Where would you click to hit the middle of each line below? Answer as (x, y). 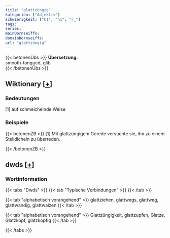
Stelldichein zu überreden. (33, 139)
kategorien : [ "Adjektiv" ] (32, 15)
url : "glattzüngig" (26, 43)
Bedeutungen (22, 98)
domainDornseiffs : (25, 38)
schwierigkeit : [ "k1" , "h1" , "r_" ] (43, 19)
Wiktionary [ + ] (29, 84)
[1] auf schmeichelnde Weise (36, 109)
